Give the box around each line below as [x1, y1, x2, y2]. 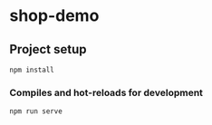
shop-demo [9, 5, 100, 26]
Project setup [9, 42, 88, 57]
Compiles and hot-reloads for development [9, 86, 204, 99]
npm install [9, 65, 54, 74]
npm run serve [9, 107, 63, 116]
